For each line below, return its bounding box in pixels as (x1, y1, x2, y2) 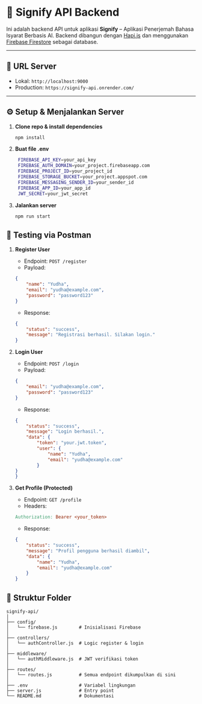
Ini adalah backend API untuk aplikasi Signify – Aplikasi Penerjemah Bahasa (6, 25, 194, 33)
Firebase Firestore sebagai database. (6, 38, 99, 45)
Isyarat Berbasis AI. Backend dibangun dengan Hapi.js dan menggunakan (6, 31, 188, 39)
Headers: (23, 503, 47, 510)
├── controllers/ (6, 635, 50, 641)
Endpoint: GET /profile (23, 496, 82, 503)
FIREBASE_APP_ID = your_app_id (17, 185, 91, 191)
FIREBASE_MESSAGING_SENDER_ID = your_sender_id (17, 179, 134, 186)
